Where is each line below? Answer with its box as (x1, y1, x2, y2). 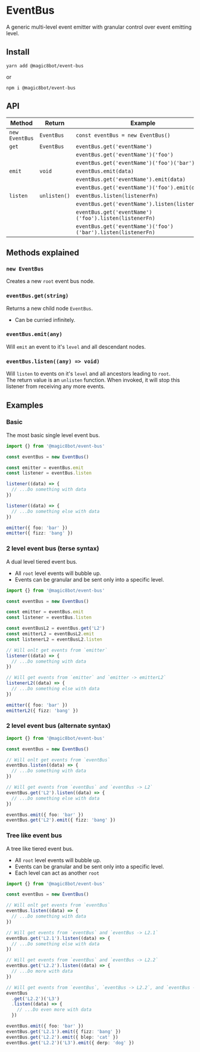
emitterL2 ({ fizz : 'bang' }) (6, 708, 79, 713)
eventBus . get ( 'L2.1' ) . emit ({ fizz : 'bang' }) (6, 1028, 121, 1035)
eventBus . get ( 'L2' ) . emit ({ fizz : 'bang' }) (6, 817, 116, 823)
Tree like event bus (6, 831, 62, 839)
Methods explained (6, 247, 79, 257)
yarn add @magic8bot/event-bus (6, 63, 84, 69)
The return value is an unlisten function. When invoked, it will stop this (6, 377, 180, 384)
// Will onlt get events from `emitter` (6, 647, 108, 653)
